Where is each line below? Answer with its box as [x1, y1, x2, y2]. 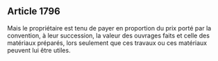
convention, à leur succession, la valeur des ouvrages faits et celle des [7, 31, 210, 40]
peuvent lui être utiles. [7, 46, 71, 54]
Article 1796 [7, 6, 60, 17]
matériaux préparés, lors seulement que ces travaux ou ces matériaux [7, 38, 208, 47]
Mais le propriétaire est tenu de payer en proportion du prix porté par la [7, 24, 212, 32]
